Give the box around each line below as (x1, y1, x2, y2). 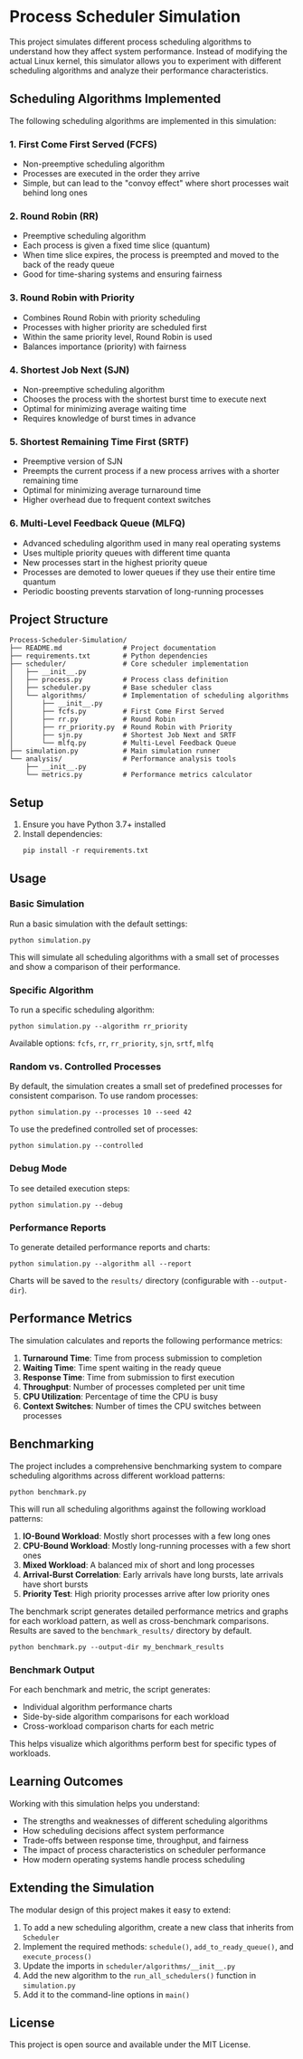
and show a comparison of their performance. (9, 961, 181, 972)
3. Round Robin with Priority (9, 291, 136, 304)
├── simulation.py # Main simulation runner (9, 746, 221, 756)
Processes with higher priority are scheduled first (22, 321, 207, 332)
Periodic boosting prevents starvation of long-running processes (22, 585, 264, 596)
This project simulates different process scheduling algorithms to (9, 36, 251, 47)
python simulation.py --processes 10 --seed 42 (9, 1108, 193, 1117)
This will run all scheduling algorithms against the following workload (9, 1504, 267, 1514)
